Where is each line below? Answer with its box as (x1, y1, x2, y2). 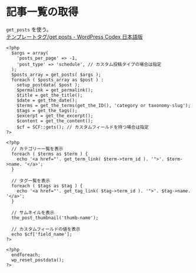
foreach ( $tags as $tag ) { (11, 183, 83, 188)
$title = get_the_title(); (16, 92, 83, 98)
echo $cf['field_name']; (11, 231, 72, 237)
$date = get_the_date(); (16, 97, 78, 103)
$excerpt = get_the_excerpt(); (16, 113, 94, 119)
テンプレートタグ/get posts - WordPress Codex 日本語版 (6, 33, 143, 40)
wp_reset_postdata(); (11, 257, 65, 263)
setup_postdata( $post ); (16, 82, 81, 88)
